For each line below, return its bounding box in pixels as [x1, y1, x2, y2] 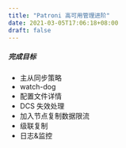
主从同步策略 [19, 73, 62, 83]
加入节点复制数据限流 [19, 112, 90, 121]
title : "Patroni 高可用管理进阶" [8, 11, 110, 20]
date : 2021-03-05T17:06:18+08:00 [8, 19, 119, 27]
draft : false [8, 26, 52, 34]
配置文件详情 [19, 92, 62, 101]
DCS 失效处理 [19, 101, 65, 111]
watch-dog [19, 82, 56, 92]
